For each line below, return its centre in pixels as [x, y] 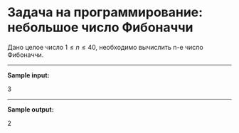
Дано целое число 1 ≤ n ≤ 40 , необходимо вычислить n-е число [106, 47]
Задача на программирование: [105, 12]
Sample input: [28, 75]
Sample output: [31, 109]
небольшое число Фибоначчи [100, 27]
